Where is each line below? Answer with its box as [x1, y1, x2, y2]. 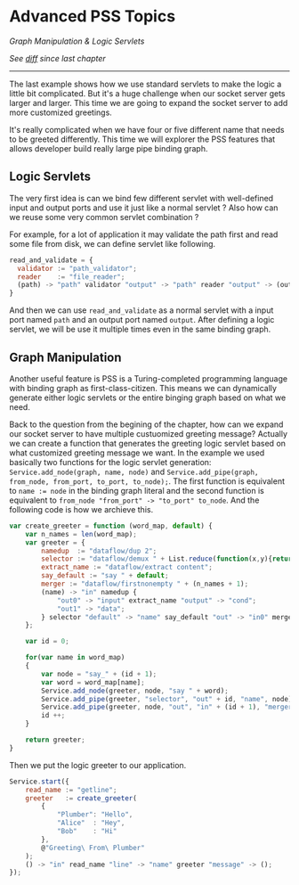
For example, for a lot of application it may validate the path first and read [9, 229, 279, 240]
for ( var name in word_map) [25, 653, 125, 662]
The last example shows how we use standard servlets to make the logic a [9, 78, 282, 89]
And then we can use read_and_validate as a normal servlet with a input [9, 305, 274, 315]
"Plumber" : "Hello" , [56, 810, 133, 819]
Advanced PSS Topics [9, 6, 176, 27]
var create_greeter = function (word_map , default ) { [9, 521, 214, 530]
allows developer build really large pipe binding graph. [9, 143, 208, 153]
